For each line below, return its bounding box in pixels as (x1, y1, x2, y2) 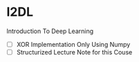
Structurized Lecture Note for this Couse (16, 48, 133, 56)
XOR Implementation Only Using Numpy (16, 40, 131, 48)
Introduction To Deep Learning (6, 27, 94, 35)
